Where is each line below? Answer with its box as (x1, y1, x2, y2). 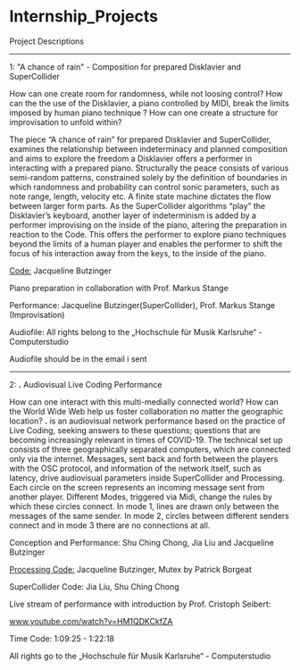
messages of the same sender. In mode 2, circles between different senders (9, 510, 290, 521)
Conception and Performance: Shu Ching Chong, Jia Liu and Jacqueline (9, 537, 274, 548)
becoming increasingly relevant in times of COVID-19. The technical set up (9, 434, 283, 445)
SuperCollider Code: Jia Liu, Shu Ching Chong (9, 581, 179, 591)
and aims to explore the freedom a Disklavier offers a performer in (9, 153, 253, 163)
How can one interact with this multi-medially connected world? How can (9, 396, 279, 407)
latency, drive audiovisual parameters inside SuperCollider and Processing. (9, 472, 286, 483)
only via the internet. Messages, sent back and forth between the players (9, 453, 279, 464)
